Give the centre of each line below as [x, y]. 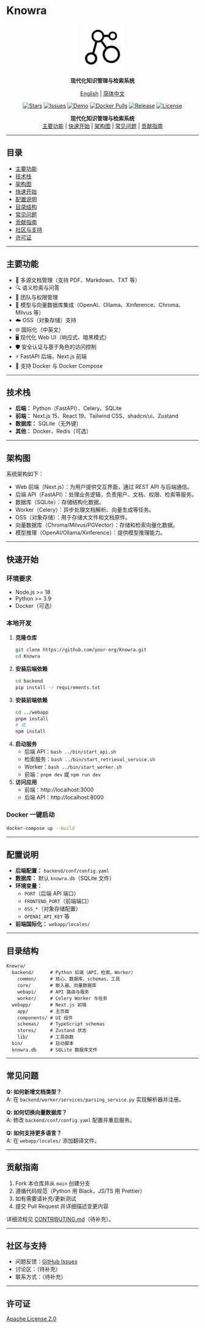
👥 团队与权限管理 [36, 297]
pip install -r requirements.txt [58, 687]
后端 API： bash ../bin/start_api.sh [70, 752]
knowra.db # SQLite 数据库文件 [55, 1050]
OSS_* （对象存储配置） [52, 909]
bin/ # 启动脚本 [43, 1043]
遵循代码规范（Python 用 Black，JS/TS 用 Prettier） [80, 1191]
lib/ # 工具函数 [46, 1037]
